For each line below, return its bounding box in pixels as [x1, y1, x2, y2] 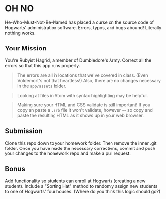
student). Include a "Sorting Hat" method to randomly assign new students [5, 183, 158, 189]
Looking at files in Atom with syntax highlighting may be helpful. [17, 92, 148, 98]
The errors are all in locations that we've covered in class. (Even [17, 72, 148, 78]
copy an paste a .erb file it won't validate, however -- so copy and [17, 107, 153, 113]
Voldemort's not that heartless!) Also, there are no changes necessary [17, 77, 161, 83]
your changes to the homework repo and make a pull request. [5, 150, 131, 156]
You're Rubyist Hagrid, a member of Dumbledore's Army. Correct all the [5, 57, 152, 63]
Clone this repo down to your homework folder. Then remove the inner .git [5, 140, 157, 146]
